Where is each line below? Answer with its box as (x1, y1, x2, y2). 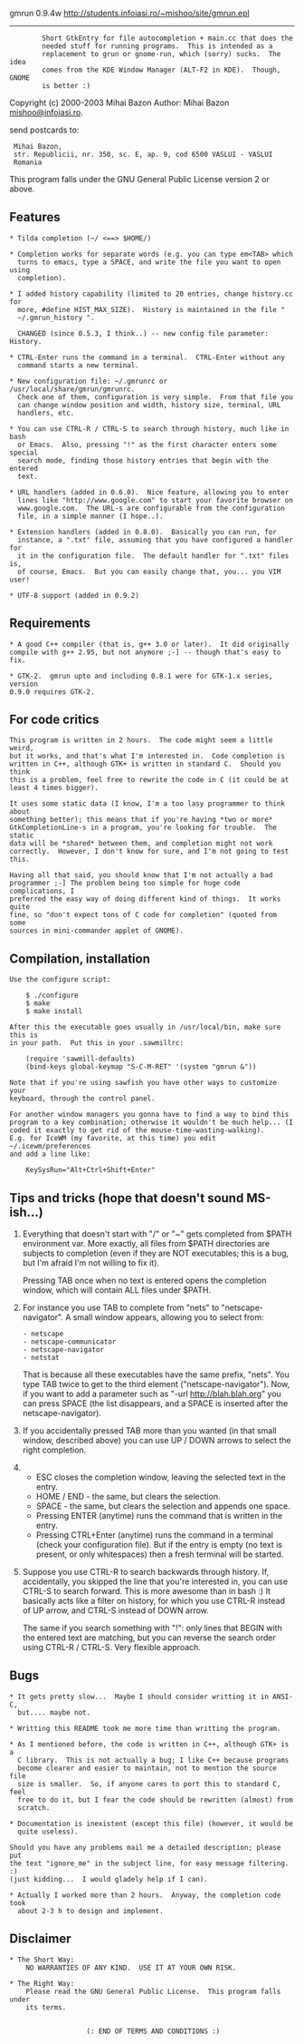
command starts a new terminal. (17, 360, 140, 370)
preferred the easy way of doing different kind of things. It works (9, 895, 281, 904)
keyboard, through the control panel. (9, 1094, 156, 1103)
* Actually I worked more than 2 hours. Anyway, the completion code (9, 1891, 281, 1900)
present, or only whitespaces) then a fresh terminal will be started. (35, 1549, 284, 1560)
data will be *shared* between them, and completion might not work (9, 839, 273, 848)
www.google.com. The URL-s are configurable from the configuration (17, 504, 285, 513)
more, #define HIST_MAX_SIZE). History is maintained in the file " (17, 305, 285, 314)
